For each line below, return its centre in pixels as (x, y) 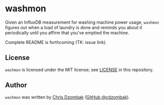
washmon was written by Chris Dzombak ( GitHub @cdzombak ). (68, 97)
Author (16, 85)
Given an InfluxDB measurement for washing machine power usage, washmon (82, 22)
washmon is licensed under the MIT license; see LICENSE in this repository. (79, 70)
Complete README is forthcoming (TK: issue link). (56, 42)
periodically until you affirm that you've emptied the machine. (67, 33)
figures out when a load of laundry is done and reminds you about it (74, 27)
